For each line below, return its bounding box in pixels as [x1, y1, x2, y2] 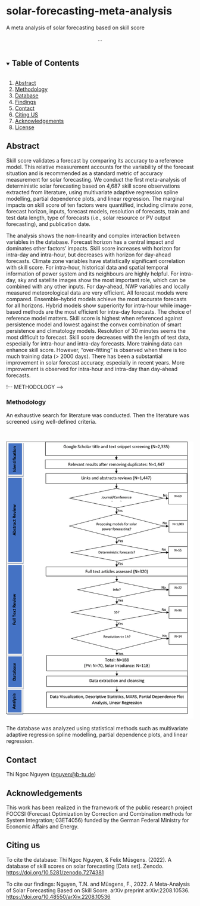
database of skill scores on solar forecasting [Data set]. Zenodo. [6, 862, 164, 870]
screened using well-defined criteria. [6, 418, 97, 425]
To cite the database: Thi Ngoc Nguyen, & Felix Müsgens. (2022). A [6, 856, 171, 863]
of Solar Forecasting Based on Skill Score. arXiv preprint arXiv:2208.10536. [6, 886, 190, 894]
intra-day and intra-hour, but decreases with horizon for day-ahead [6, 251, 171, 258]
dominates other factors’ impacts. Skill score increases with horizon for [6, 244, 181, 252]
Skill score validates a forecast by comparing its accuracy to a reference [6, 157, 183, 164]
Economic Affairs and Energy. [6, 823, 79, 830]
